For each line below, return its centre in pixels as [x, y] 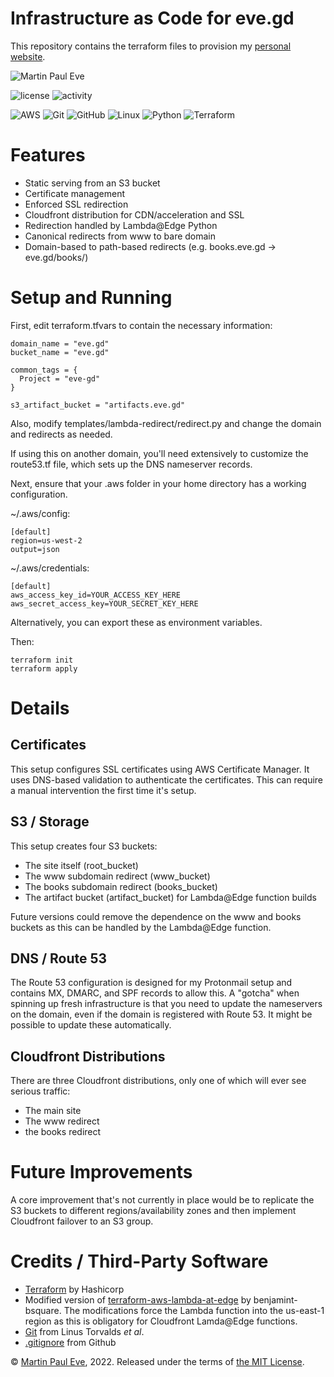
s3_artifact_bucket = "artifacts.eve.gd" [98, 405]
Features [48, 155]
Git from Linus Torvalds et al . [84, 1332]
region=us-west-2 [46, 540]
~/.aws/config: [40, 513]
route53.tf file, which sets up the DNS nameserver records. [131, 464]
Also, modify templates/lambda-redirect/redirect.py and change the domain [166, 423]
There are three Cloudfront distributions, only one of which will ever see [158, 1081]
